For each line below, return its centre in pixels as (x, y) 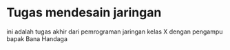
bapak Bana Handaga (37, 38)
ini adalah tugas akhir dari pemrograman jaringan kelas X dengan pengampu (115, 32)
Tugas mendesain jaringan (84, 13)
